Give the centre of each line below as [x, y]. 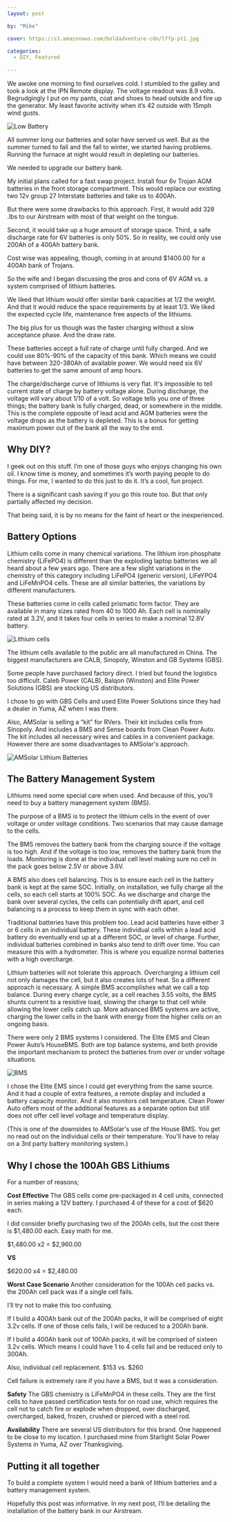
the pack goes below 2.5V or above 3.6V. [66, 866]
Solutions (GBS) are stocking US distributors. [71, 688]
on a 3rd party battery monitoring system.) [68, 1144]
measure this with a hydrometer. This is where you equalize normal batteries [116, 952]
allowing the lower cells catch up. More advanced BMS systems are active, [114, 1009]
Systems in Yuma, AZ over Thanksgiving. [66, 1445]
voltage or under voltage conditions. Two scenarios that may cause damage [115, 824]
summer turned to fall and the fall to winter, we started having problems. [110, 147]
